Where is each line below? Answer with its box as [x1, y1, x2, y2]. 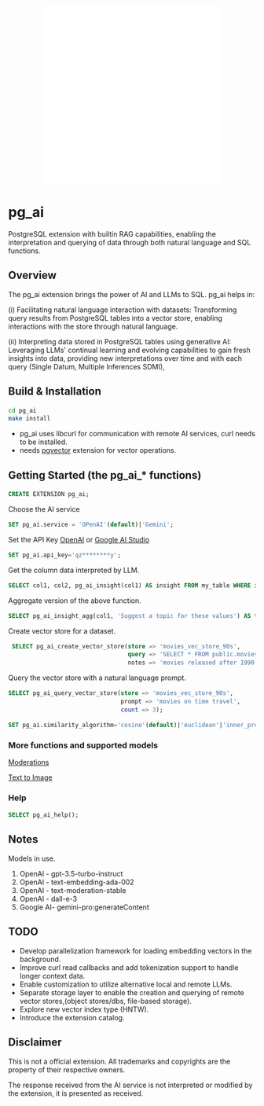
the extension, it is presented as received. [8, 1088, 144, 1098]
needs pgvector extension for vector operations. [19, 446, 177, 455]
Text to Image [8, 773, 53, 782]
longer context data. [19, 971, 86, 980]
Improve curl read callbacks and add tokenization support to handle [19, 962, 239, 972]
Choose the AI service [8, 505, 80, 513]
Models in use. [8, 854, 56, 863]
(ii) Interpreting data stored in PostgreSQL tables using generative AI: [8, 336, 232, 346]
